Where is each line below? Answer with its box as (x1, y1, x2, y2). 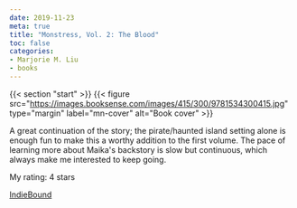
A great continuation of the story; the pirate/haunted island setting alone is (9, 125, 286, 136)
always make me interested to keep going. (9, 154, 167, 165)
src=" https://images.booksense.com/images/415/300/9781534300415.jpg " (9, 98, 289, 109)
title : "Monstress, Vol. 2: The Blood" (9, 30, 160, 39)
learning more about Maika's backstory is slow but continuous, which (9, 144, 268, 155)
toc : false (9, 38, 51, 48)
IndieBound (9, 189, 52, 200)
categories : (9, 47, 54, 56)
